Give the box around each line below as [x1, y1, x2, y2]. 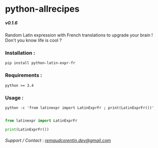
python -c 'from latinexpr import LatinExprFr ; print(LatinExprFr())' [5, 106, 154, 110]
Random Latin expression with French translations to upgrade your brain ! [5, 32, 153, 38]
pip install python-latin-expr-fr [5, 61, 76, 65]
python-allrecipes [5, 3, 80, 15]
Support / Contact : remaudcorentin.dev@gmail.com [5, 138, 111, 144]
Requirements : [5, 72, 43, 79]
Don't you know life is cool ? [5, 38, 62, 43]
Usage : [5, 94, 24, 101]
